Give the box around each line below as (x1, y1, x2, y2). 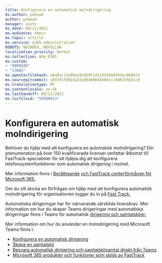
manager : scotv (5, 21, 37, 27)
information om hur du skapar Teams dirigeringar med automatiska (5, 206, 143, 212)
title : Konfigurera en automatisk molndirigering (5, 7, 111, 13)
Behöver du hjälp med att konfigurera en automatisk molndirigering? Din (5, 145, 154, 151)
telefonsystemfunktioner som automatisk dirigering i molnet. (5, 161, 130, 167)
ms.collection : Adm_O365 (5, 54, 57, 59)
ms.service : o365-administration (5, 40, 75, 45)
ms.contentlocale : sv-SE (5, 86, 57, 92)
